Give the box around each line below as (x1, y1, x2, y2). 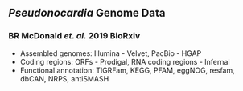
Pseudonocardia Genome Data (8, 6, 166, 20)
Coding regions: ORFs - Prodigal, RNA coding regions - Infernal (19, 57, 231, 66)
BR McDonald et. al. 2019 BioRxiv (8, 30, 141, 42)
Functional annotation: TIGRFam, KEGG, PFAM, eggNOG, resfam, (19, 65, 235, 75)
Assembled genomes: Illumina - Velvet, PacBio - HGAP (19, 48, 202, 58)
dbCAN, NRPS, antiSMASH (19, 73, 109, 83)
